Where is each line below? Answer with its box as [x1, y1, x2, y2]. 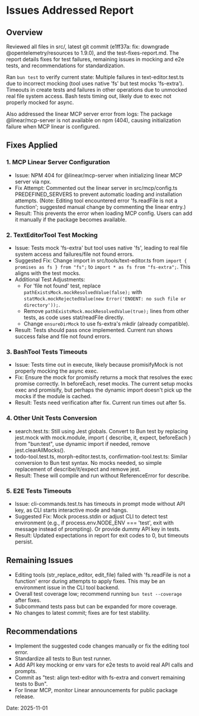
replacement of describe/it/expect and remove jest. [14, 465, 141, 473]
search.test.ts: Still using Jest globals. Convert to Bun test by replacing [14, 427, 188, 434]
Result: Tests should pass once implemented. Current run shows [14, 326, 173, 333]
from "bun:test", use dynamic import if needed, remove [14, 440, 150, 447]
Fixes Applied [6, 140, 58, 151]
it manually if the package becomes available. [14, 215, 127, 223]
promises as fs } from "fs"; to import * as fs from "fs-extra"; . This [14, 263, 191, 270]
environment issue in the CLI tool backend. [14, 584, 120, 591]
